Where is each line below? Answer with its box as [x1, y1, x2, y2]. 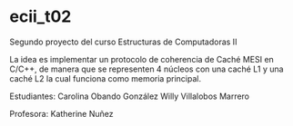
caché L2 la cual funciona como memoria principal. [9, 73, 202, 83]
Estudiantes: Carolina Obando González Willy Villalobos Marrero [9, 91, 250, 102]
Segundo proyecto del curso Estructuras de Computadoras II [9, 36, 237, 47]
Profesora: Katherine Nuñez [9, 108, 114, 119]
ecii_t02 [9, 6, 72, 27]
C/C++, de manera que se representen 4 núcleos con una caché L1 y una [9, 63, 284, 74]
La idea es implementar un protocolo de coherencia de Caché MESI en [9, 53, 275, 64]
